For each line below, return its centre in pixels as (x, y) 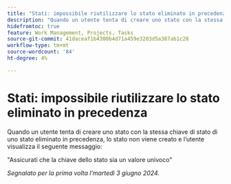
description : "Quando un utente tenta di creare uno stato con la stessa (115, 20)
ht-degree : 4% (27, 58)
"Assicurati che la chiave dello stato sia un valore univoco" (90, 159)
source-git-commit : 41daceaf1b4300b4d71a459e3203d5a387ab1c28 (98, 39)
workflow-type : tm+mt (38, 45)
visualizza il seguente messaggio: (55, 146)
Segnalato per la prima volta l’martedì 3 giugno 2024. (84, 173)
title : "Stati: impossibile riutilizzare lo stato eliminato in (101, 13)
